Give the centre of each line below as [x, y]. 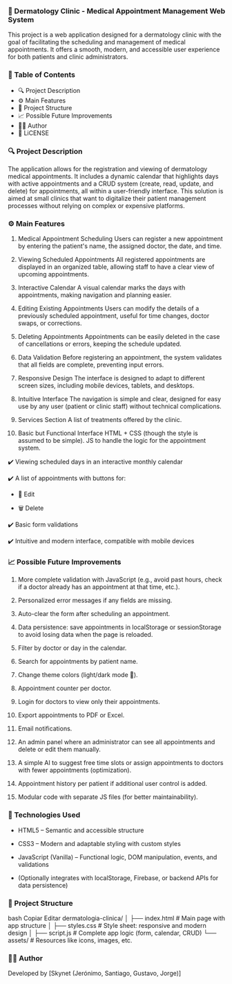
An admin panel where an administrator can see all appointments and [116, 742]
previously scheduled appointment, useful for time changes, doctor [114, 316]
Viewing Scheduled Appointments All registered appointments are [112, 260]
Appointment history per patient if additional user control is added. [113, 784]
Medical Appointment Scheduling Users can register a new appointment [120, 239]
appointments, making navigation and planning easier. [95, 295]
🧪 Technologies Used [44, 815]
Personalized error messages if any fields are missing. [95, 600]
